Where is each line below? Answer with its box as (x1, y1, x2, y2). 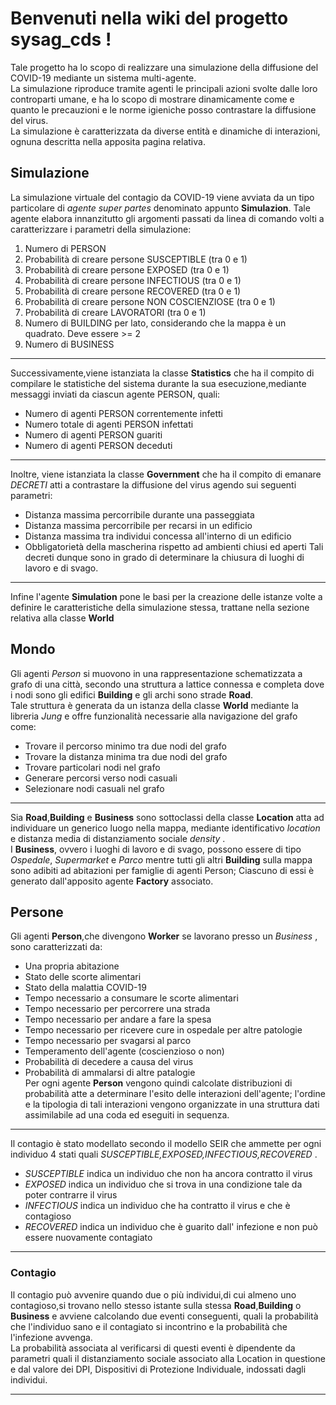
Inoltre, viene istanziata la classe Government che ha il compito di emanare (10, 468, 322, 480)
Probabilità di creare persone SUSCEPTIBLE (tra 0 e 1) (24, 253, 248, 265)
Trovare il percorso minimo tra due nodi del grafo (24, 740, 227, 752)
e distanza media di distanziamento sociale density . (10, 832, 226, 844)
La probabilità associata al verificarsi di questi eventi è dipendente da (10, 1342, 296, 1354)
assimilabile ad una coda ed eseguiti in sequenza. (24, 1109, 230, 1121)
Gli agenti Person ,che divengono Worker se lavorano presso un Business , (10, 930, 318, 942)
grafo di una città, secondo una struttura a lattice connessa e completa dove (10, 678, 325, 690)
